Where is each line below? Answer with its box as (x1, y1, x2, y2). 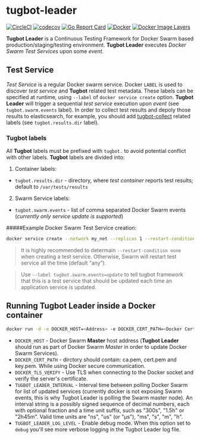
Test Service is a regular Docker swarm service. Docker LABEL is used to (6, 81, 183, 88)
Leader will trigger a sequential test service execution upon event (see (6, 100, 179, 107)
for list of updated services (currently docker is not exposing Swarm (14, 388, 183, 395)
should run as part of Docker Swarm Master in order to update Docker (14, 343, 187, 350)
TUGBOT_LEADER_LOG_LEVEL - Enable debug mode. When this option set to (14, 419, 191, 426)
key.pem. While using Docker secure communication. (14, 362, 146, 369)
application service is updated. (20, 283, 96, 290)
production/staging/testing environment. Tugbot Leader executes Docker (6, 41, 186, 48)
